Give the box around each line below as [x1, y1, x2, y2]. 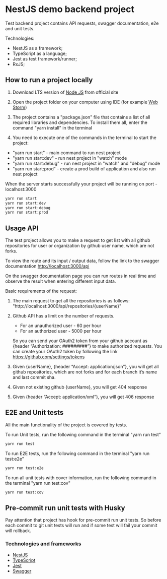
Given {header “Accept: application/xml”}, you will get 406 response [12, 394, 154, 400]
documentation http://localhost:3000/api [5, 263, 90, 269]
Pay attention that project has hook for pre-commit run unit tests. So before [5, 517, 161, 523]
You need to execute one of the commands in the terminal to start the [12, 135, 157, 141]
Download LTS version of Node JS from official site [12, 89, 119, 95]
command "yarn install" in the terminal [12, 124, 92, 131]
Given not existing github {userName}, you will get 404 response [12, 384, 147, 390]
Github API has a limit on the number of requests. [12, 313, 115, 319]
